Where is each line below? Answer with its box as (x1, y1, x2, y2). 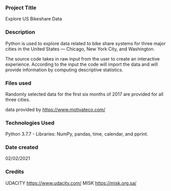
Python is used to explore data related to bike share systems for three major (5, 40, 166, 46)
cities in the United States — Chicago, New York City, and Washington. (5, 46, 155, 52)
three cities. (5, 97, 31, 103)
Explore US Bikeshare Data (5, 16, 63, 22)
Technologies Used (5, 119, 55, 126)
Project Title (5, 4, 37, 11)
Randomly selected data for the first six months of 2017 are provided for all (5, 91, 163, 97)
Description (5, 29, 35, 36)
